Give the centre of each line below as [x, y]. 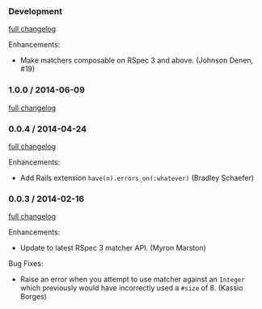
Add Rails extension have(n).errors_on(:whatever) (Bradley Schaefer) [137, 178]
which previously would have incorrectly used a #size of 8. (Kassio [131, 288]
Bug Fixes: [26, 264]
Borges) [33, 297]
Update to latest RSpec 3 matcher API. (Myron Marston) [113, 248]
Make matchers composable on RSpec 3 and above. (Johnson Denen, [137, 60]
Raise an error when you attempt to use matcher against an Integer [132, 279]
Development [36, 11]
